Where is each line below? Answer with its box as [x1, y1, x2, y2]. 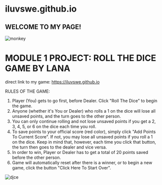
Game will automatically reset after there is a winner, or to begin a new [12, 159, 152, 166]
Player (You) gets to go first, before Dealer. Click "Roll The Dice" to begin [12, 98, 158, 103]
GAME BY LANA [5, 63, 71, 74]
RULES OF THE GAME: [5, 88, 50, 94]
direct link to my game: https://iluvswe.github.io [5, 79, 100, 84]
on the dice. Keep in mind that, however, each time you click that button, [12, 139, 156, 145]
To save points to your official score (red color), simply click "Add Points [12, 129, 156, 135]
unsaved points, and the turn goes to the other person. [12, 113, 121, 119]
